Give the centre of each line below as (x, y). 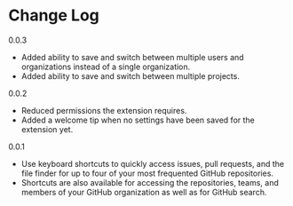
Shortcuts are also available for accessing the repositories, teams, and (150, 182)
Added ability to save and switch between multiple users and (133, 57)
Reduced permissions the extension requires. (104, 110)
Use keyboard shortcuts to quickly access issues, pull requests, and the (153, 163)
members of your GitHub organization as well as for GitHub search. (144, 192)
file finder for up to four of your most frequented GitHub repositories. (147, 173)
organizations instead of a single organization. (106, 67)
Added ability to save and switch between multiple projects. (131, 75)
